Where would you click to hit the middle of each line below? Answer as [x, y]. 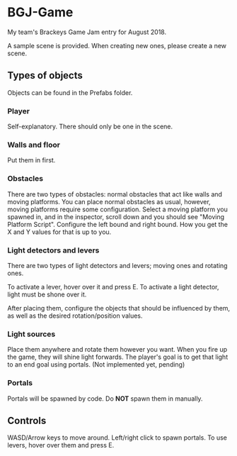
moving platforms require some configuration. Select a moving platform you [117, 209]
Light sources [31, 334]
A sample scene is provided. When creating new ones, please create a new [117, 45]
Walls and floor [34, 145]
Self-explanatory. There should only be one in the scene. [90, 127]
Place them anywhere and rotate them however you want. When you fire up [117, 350]
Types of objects [45, 76]
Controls [27, 420]
